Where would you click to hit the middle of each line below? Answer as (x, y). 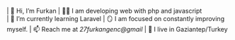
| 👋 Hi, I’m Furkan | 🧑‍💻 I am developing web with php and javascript (104, 11)
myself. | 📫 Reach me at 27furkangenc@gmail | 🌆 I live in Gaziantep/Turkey (117, 29)
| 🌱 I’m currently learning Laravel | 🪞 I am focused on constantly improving (115, 19)
